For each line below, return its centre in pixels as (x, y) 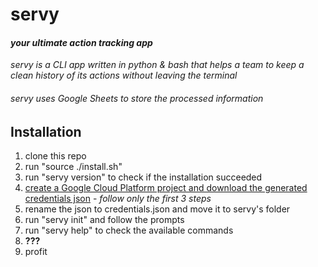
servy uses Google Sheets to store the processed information (137, 98)
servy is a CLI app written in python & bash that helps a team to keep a (157, 65)
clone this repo (55, 156)
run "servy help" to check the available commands (129, 230)
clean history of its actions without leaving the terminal (124, 75)
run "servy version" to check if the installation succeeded (143, 177)
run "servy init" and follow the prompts (104, 220)
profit (36, 252)
